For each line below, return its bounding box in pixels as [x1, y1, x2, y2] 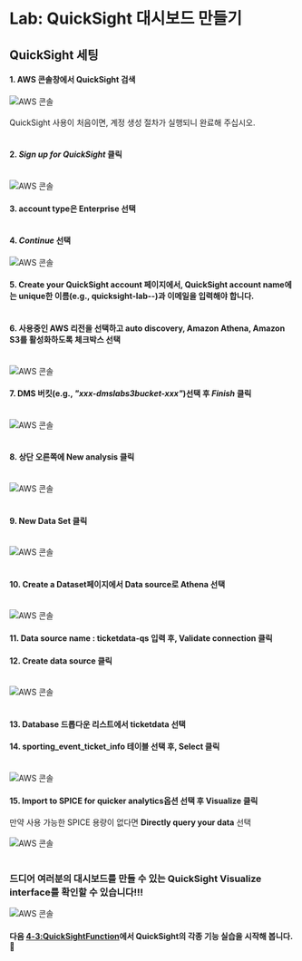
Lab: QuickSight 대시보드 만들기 [9, 8, 243, 29]
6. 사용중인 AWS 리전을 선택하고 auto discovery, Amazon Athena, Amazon [9, 323, 286, 334]
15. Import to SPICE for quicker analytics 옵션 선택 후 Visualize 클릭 [9, 795, 258, 806]
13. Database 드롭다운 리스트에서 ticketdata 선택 [9, 718, 186, 730]
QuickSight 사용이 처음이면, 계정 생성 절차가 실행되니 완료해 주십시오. [9, 117, 256, 128]
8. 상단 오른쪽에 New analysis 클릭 [9, 451, 135, 462]
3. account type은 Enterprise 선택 [9, 203, 136, 214]
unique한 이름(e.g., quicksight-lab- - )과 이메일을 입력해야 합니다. [18, 291, 255, 302]
